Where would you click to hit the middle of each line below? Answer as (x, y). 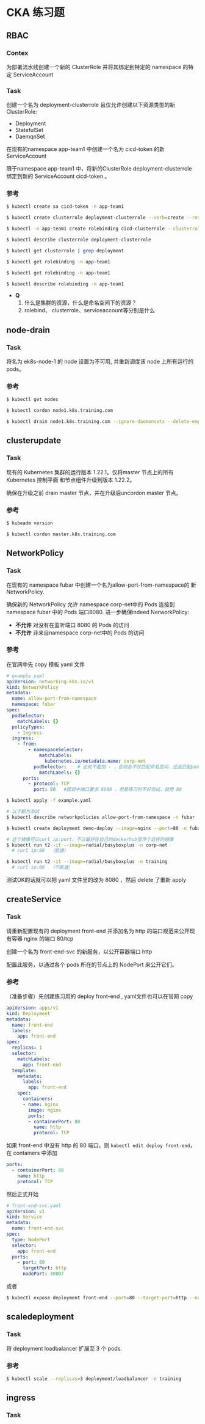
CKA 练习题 (36, 13)
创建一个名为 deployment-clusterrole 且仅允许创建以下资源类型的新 (91, 105)
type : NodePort (31, 1239)
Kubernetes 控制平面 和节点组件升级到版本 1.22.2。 (71, 480)
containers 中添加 (35, 1153)
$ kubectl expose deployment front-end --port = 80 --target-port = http (97, 1298)
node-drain (28, 330)
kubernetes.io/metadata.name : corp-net (95, 761)
